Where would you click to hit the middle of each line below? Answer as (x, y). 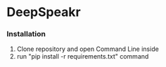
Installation (26, 34)
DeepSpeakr (44, 12)
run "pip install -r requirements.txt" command (83, 57)
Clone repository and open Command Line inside (88, 49)
